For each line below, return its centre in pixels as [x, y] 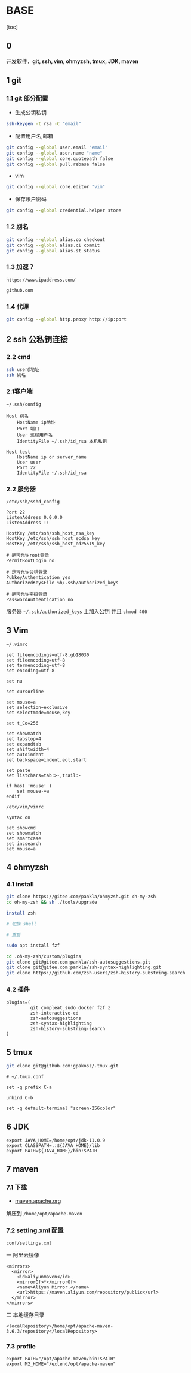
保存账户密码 [30, 199]
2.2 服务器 [21, 489]
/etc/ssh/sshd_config [33, 502]
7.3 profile [21, 1346]
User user [29, 462]
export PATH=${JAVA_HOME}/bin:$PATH [52, 1151]
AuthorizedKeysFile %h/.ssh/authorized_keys [62, 583]
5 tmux [19, 1052]
